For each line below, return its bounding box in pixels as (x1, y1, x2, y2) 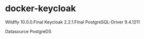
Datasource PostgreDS (5, 28, 52, 34)
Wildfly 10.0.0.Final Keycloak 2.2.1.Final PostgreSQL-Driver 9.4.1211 (5, 19, 140, 25)
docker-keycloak (5, 3, 76, 14)
